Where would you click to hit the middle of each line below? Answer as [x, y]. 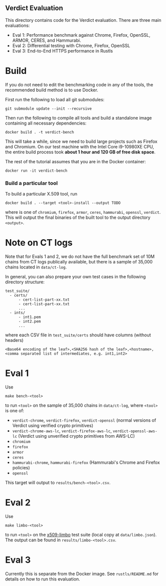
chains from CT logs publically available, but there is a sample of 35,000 [79, 261]
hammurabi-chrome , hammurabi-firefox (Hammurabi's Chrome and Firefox [86, 462]
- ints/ [18, 313]
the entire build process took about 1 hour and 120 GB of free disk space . [81, 152]
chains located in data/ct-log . [36, 267]
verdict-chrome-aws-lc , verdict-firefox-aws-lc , [62, 431]
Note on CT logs [39, 243]
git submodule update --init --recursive [49, 109]
